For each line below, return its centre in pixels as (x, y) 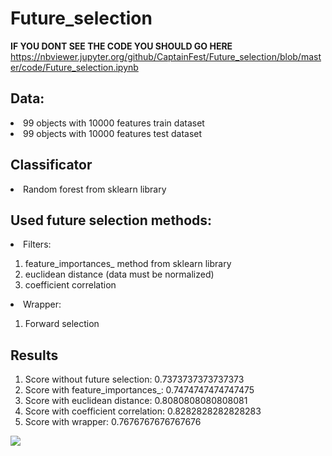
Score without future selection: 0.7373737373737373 (134, 379)
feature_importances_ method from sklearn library (128, 264)
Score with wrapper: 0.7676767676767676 (113, 422)
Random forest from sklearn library (95, 189)
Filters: (37, 244)
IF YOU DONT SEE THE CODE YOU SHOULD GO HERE (121, 46)
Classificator (51, 165)
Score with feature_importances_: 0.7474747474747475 (139, 390)
